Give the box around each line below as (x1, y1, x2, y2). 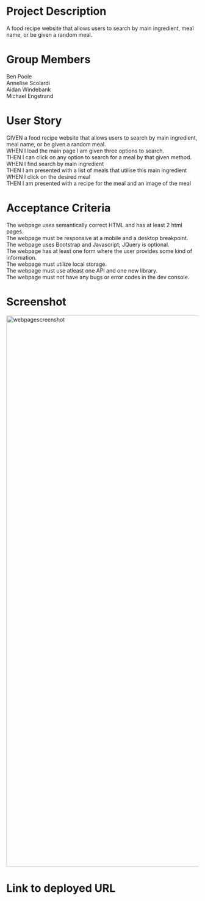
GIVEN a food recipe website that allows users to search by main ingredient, (6, 134, 198, 141)
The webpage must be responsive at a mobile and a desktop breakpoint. (6, 234, 189, 241)
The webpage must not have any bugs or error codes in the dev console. (6, 273, 190, 281)
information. (6, 254, 37, 261)
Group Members (6, 53, 91, 67)
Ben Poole (6, 72, 32, 80)
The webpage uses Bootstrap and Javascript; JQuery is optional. (6, 241, 170, 248)
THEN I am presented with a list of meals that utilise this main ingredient (6, 167, 187, 174)
